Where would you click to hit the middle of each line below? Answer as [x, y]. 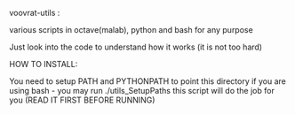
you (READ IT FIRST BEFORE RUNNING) [82, 100]
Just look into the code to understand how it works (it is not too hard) [136, 47]
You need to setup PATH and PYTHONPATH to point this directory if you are [147, 81]
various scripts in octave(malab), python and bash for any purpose [131, 30]
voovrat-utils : [35, 13]
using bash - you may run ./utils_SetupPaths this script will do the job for [142, 91]
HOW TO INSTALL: [44, 64]
